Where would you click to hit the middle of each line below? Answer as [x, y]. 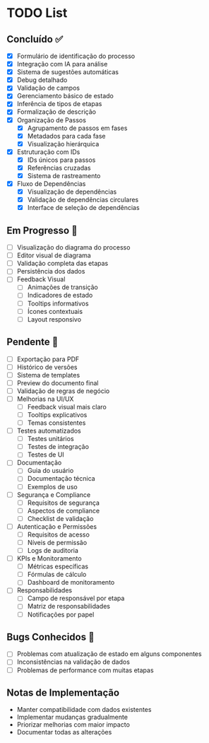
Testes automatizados [49, 431]
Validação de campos [48, 88]
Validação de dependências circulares [83, 200]
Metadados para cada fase [67, 136]
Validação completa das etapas [62, 264]
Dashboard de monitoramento [71, 583]
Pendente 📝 [32, 342]
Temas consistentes [56, 423]
